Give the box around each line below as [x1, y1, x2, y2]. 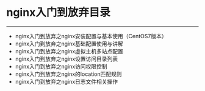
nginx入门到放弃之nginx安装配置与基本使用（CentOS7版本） [15, 32, 167, 39]
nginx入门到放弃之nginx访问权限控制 [15, 62, 108, 70]
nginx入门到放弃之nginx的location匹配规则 [15, 70, 122, 78]
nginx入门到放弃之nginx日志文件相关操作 [15, 78, 118, 85]
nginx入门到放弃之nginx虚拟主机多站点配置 [15, 47, 124, 55]
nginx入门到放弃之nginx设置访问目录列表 [15, 55, 118, 62]
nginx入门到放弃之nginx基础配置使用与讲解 [15, 40, 124, 47]
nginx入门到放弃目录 [6, 5, 111, 19]
